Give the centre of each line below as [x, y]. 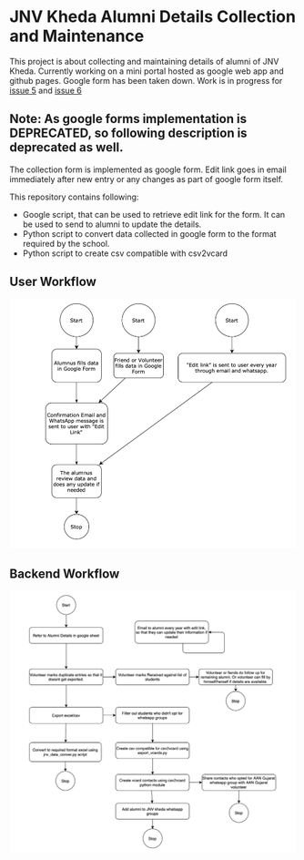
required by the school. [66, 243]
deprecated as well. [66, 148]
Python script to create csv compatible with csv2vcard [125, 253]
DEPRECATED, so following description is [128, 133]
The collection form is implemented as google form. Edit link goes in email [148, 169]
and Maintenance [77, 36]
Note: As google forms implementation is [128, 119]
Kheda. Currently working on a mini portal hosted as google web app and [147, 71]
